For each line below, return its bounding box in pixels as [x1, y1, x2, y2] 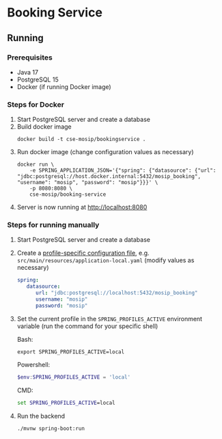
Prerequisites [7, 53, 53, 62]
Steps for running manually [7, 221, 100, 230]
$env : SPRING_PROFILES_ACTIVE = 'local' [16, 373, 131, 381]
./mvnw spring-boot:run [16, 425, 85, 432]
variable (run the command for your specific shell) [16, 322, 158, 330]
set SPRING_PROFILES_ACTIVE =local [16, 399, 115, 406]
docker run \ [16, 161, 55, 168]
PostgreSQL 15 [16, 75, 59, 84]
